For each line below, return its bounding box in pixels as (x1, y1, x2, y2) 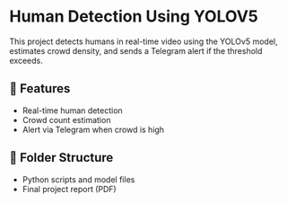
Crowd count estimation (22, 114, 111, 125)
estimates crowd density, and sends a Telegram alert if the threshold (9, 45, 263, 56)
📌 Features (9, 81, 71, 96)
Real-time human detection (22, 105, 123, 116)
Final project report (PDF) (22, 183, 117, 194)
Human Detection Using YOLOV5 (9, 6, 258, 27)
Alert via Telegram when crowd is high (22, 124, 164, 135)
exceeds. (9, 55, 43, 66)
